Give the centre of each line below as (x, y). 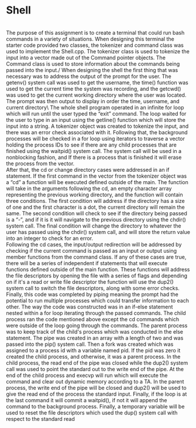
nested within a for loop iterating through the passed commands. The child (96, 313)
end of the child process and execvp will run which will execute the (87, 375)
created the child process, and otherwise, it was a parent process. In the (93, 356)
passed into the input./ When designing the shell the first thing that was (92, 70)
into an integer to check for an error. (50, 238)
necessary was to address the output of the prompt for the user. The (89, 76)
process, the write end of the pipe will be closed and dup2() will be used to (96, 388)
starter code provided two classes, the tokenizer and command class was (95, 45)
